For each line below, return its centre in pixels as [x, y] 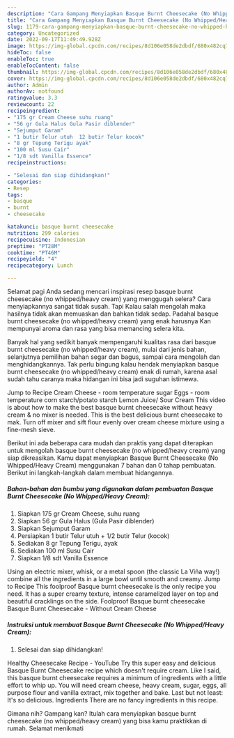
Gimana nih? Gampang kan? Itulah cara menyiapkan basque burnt [102, 713]
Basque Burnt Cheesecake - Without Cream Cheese [82, 608]
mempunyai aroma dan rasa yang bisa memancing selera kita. [96, 329]
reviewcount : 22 [31, 105]
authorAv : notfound [36, 91]
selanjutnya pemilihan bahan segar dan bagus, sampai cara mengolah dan [114, 357]
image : [17, 46]
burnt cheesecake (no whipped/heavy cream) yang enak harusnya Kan [109, 321]
